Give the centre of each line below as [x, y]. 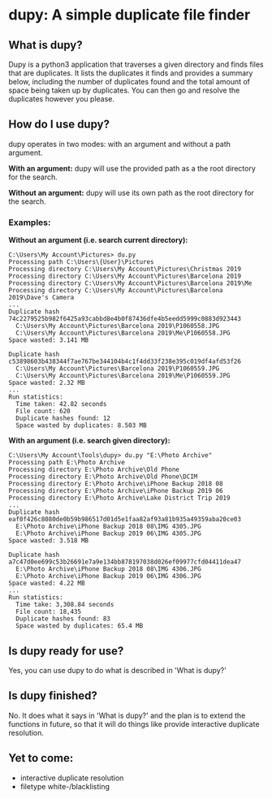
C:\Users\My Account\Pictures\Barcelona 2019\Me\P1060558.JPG [123, 333]
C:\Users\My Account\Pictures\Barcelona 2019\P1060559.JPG [118, 369]
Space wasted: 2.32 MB [47, 383]
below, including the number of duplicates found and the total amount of [129, 82]
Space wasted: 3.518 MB [49, 541]
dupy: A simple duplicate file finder [130, 15]
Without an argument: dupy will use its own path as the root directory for [131, 192]
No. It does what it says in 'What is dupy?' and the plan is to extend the [127, 715]
